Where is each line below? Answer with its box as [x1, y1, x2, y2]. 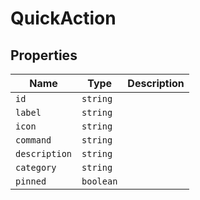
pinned [15, 176, 47, 187]
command [15, 135, 52, 146]
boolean [81, 176, 118, 187]
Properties [10, 47, 78, 64]
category [15, 162, 57, 173]
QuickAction [10, 7, 117, 30]
